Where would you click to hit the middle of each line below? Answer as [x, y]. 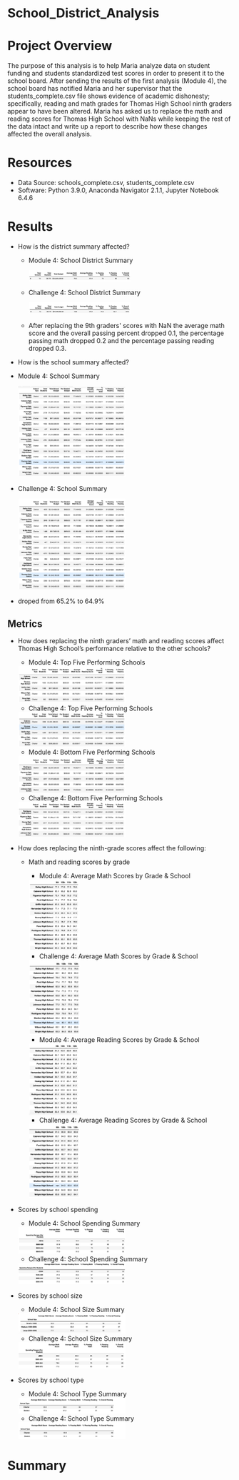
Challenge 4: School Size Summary [80, 1339]
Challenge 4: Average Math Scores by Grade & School [118, 956]
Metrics [25, 624]
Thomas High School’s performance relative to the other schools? [114, 649]
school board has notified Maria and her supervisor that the [95, 89]
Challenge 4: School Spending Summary [88, 1258]
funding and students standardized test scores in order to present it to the [116, 74]
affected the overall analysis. [50, 134]
